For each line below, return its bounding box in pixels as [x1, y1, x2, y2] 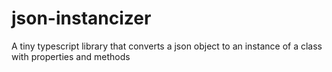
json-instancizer [11, 7, 152, 30]
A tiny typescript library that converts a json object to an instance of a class [11, 40, 323, 52]
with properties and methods [11, 50, 131, 62]
